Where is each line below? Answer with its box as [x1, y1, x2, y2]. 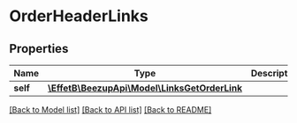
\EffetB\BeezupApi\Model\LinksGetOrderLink [47, 82, 243, 94]
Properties [9, 41, 69, 56]
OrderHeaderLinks [9, 6, 148, 26]
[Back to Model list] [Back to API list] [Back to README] [9, 105, 212, 115]
